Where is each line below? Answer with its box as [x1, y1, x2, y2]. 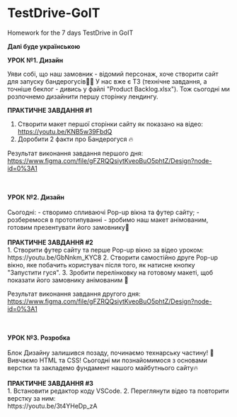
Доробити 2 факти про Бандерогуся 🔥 [17, 135, 134, 143]
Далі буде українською [7, 42, 81, 50]
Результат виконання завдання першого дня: [7, 149, 144, 157]
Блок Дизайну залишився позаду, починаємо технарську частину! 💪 [7, 348, 214, 357]
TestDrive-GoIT [7, 5, 100, 21]
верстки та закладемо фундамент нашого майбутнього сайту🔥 [7, 363, 199, 372]
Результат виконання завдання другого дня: [7, 289, 141, 298]
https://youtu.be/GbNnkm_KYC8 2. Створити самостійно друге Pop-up [7, 253, 218, 262]
